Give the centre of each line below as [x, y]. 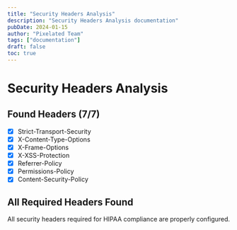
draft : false [27, 47]
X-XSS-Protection [44, 156]
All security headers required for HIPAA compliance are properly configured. [119, 219]
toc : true [22, 54]
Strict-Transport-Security [54, 131]
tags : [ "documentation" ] [44, 40]
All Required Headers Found [70, 202]
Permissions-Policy [46, 171]
